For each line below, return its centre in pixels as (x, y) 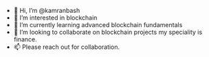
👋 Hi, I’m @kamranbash (47, 11)
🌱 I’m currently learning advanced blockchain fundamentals (98, 25)
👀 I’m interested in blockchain (55, 18)
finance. (25, 39)
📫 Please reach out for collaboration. (67, 47)
